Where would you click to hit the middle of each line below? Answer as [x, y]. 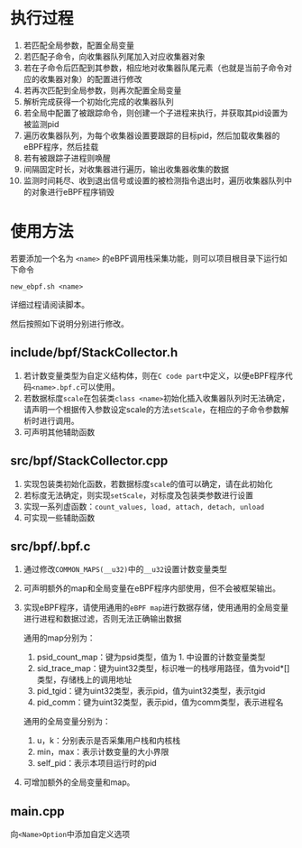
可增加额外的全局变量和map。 [79, 782]
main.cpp [37, 811]
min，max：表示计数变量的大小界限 [103, 752]
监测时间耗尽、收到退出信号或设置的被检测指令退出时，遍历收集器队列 [154, 180]
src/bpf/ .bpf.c [50, 546]
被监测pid [41, 124]
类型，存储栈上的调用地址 [84, 680]
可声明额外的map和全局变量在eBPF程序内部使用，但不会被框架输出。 [152, 588]
